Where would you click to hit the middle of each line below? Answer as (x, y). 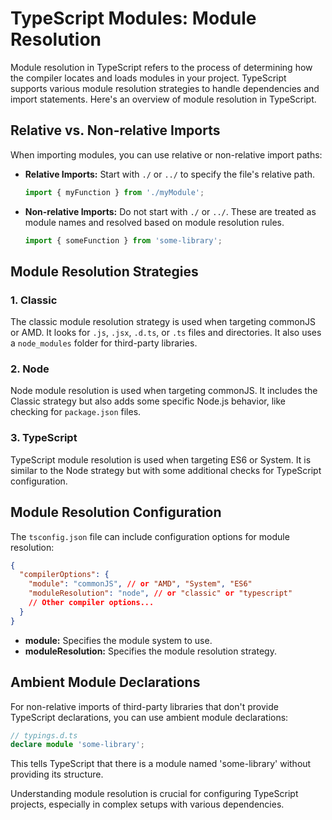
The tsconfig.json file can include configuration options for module (150, 536)
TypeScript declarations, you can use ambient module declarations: (149, 717)
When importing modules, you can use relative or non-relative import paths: (166, 154)
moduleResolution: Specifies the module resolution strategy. (150, 651)
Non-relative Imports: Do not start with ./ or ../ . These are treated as (170, 211)
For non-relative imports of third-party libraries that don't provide (144, 706)
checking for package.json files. (76, 412)
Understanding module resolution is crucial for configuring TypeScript (154, 794)
